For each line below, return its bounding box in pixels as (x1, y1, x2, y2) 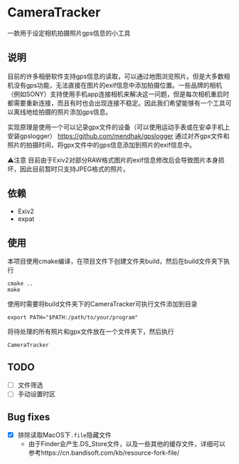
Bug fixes (7, 411, 51, 423)
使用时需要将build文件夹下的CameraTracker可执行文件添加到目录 (7, 300, 198, 309)
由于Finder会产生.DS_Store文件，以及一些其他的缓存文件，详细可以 (28, 440, 226, 448)
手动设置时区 (17, 390, 55, 398)
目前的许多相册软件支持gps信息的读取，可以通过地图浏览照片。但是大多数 (7, 72, 224, 81)
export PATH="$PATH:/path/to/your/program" (7, 314, 139, 321)
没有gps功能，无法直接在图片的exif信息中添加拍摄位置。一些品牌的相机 (13, 81, 223, 89)
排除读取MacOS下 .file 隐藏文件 (17, 431, 112, 439)
